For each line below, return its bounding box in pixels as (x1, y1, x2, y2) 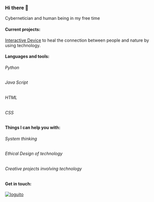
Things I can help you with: (5, 124, 61, 130)
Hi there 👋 (5, 4, 29, 11)
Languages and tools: (5, 53, 50, 60)
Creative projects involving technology (5, 166, 82, 171)
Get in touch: (5, 181, 32, 186)
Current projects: (5, 26, 41, 32)
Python (5, 64, 19, 70)
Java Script (5, 79, 28, 85)
